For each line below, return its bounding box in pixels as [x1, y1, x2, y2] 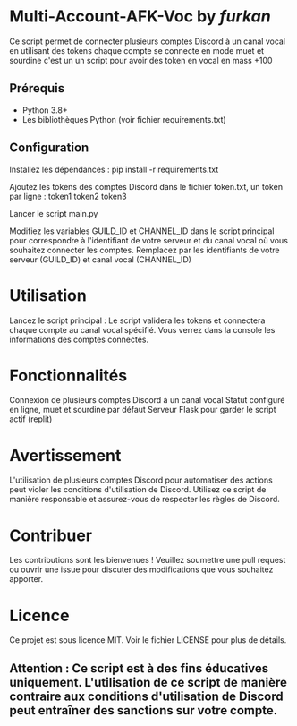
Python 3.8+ [21, 105, 69, 115]
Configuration [9, 141, 89, 156]
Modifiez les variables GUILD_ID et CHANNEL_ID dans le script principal [9, 226, 275, 236]
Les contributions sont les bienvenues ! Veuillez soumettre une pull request [9, 555, 286, 566]
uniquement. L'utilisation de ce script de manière [9, 674, 288, 690]
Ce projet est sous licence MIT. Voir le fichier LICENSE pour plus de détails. [9, 635, 287, 645]
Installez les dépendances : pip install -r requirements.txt [9, 164, 219, 175]
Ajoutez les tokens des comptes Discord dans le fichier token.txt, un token [9, 181, 284, 192]
